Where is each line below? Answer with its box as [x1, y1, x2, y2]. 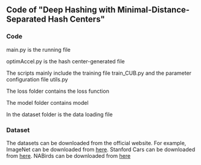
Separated [6, 14, 46, 25]
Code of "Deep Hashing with [6, 5, 116, 15]
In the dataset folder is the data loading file [6, 111, 113, 118]
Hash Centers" [48, 14, 106, 25]
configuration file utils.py [6, 75, 68, 83]
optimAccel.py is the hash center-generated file [6, 57, 125, 65]
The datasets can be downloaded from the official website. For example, [6, 139, 187, 146]
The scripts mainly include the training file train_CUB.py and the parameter [6, 69, 192, 76]
